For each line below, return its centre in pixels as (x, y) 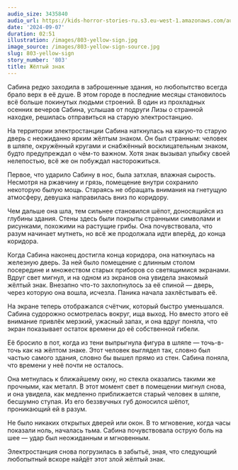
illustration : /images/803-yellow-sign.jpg (73, 40)
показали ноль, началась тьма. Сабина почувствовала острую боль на (115, 430)
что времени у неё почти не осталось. (66, 365)
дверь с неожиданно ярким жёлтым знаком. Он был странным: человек (118, 138)
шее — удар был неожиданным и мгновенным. (79, 437)
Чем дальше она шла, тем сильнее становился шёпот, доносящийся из (115, 211)
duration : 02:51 (31, 34)
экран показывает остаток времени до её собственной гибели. (104, 329)
